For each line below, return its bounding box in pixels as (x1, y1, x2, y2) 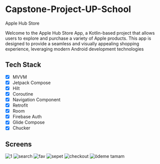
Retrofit (12, 102, 28, 109)
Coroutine (12, 91, 34, 97)
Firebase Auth (12, 114, 42, 120)
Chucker (12, 125, 31, 131)
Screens (5, 140, 32, 148)
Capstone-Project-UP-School (5, 4, 131, 15)
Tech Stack (5, 60, 41, 69)
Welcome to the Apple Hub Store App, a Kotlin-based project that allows (5, 30, 155, 36)
